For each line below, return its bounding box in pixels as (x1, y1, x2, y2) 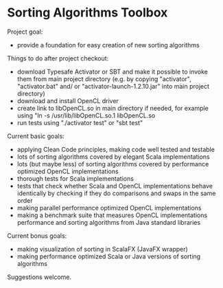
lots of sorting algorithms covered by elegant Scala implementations (16, 153, 211, 161)
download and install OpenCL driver (16, 96, 119, 104)
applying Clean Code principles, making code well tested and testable (16, 145, 215, 153)
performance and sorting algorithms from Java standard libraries (16, 218, 201, 226)
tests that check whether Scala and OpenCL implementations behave (16, 181, 213, 190)
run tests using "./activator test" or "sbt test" (16, 118, 143, 126)
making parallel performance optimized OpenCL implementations (16, 203, 202, 212)
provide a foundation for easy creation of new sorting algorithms (16, 41, 200, 49)
